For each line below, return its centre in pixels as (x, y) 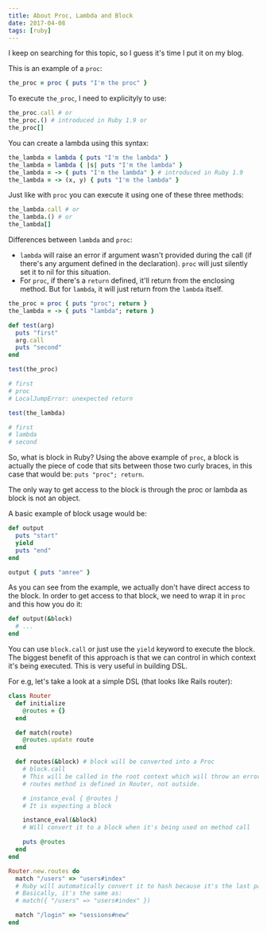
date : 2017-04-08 (37, 23)
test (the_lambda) (37, 413)
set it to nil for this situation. (65, 272)
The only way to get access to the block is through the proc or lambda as (128, 490)
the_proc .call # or (41, 113)
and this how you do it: (46, 604)
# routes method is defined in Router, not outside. (112, 784)
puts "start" (37, 535)
